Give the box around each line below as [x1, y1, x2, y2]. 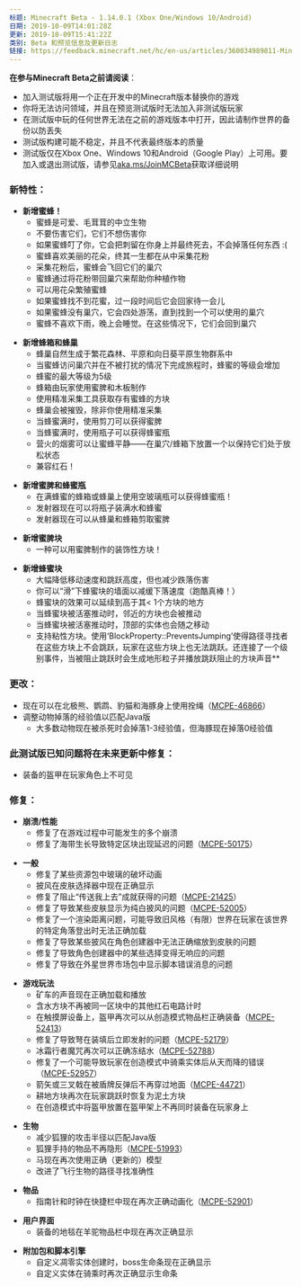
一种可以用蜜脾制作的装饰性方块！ [35, 544, 163, 555]
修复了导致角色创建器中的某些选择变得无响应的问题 [35, 948, 226, 959]
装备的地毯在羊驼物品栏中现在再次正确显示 [35, 1227, 194, 1238]
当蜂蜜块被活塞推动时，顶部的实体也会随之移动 [35, 620, 209, 630]
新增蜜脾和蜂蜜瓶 [22, 480, 86, 491]
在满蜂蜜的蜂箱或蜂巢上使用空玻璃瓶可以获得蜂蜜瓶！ [35, 491, 234, 502]
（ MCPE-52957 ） [35, 1068, 102, 1079]
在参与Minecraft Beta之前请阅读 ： [9, 73, 137, 84]
